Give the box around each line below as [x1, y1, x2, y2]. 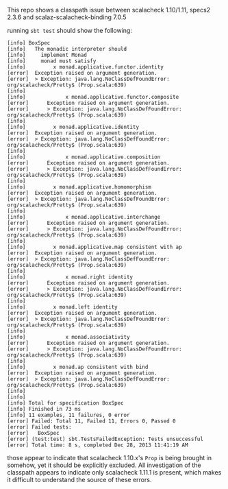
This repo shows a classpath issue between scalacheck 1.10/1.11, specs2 [7, 6, 211, 14]
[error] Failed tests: [7, 424, 72, 431]
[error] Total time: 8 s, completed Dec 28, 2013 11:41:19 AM [7, 442, 188, 449]
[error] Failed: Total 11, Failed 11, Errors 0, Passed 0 [7, 418, 176, 425]
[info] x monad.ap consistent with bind [7, 363, 149, 370]
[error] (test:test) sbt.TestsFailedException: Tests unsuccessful [7, 436, 204, 442]
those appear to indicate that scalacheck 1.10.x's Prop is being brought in [7, 454, 212, 462]
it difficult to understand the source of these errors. [7, 476, 152, 484]
